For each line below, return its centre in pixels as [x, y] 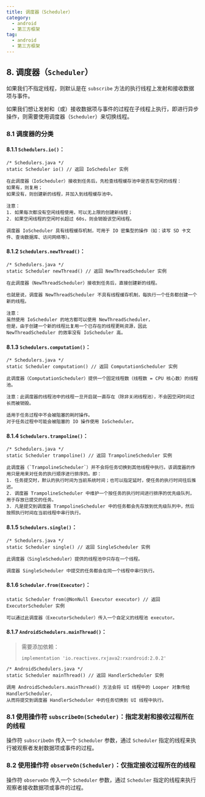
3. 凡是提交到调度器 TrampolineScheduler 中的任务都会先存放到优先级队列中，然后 [100, 507]
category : [19, 18]
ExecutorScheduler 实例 [36, 606]
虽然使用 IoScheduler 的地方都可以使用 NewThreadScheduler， [80, 320]
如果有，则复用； [25, 187]
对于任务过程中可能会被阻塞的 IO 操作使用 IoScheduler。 [71, 422]
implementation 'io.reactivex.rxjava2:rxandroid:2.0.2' [94, 658]
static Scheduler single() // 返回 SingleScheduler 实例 [78, 547]
